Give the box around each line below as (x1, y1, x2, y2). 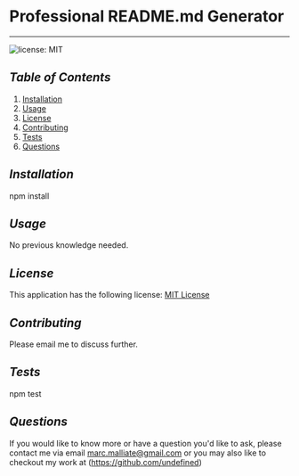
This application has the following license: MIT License (9, 290, 210, 300)
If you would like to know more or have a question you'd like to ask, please (9, 438, 282, 448)
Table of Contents (9, 70, 111, 86)
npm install (9, 190, 50, 201)
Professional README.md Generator (9, 6, 285, 27)
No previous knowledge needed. (9, 240, 129, 250)
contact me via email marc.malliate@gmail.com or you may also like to (9, 447, 267, 458)
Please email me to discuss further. (9, 339, 138, 349)
